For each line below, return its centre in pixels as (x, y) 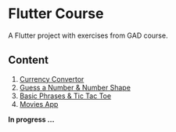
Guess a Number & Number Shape (75, 87)
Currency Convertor (52, 79)
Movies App (39, 104)
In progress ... (31, 119)
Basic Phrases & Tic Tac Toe (65, 96)
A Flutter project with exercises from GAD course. (88, 35)
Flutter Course (56, 14)
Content (29, 60)
